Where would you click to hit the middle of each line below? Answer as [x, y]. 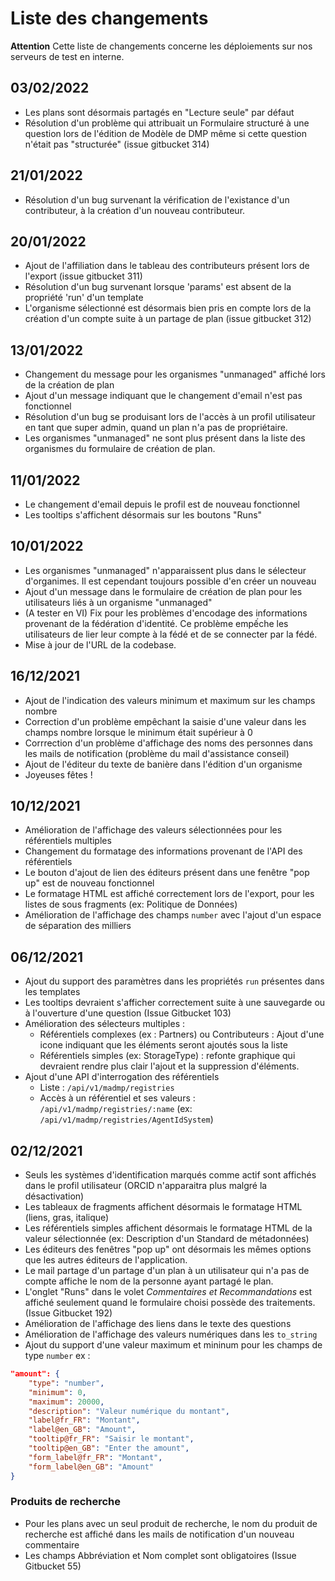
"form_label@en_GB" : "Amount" [91, 1467]
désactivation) [54, 1196]
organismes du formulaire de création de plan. [120, 449]
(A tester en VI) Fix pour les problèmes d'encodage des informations [166, 613]
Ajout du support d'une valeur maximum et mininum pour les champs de [173, 1345]
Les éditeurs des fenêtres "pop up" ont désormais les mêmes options [168, 1249]
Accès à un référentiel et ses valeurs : [117, 1098]
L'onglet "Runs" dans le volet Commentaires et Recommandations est [168, 1292]
